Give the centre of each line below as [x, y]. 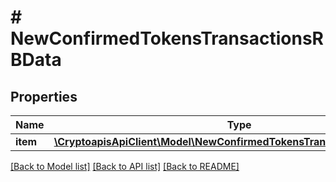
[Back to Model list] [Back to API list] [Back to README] [125, 166]
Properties [44, 96]
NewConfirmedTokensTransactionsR [167, 38]
